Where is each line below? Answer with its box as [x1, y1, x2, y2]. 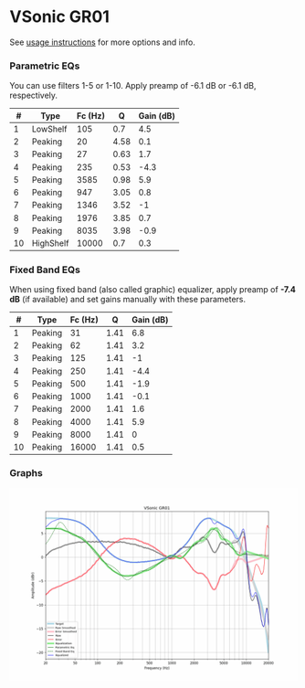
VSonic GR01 [9, 6, 110, 27]
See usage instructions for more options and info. [9, 37, 196, 48]
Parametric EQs [9, 59, 80, 72]
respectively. [9, 90, 58, 101]
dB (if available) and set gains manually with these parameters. [9, 294, 247, 305]
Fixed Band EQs [9, 263, 80, 276]
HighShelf [31, 238, 69, 249]
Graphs [9, 467, 43, 480]
